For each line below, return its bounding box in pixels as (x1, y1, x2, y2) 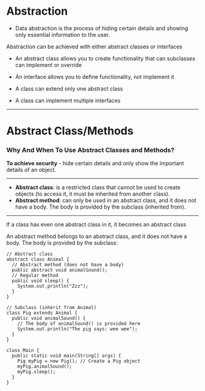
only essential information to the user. (15, 31, 110, 38)
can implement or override (15, 61, 82, 69)
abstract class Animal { (6, 256, 70, 263)
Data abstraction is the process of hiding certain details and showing (15, 24, 189, 32)
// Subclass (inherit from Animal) (6, 305, 97, 311)
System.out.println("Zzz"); (17, 283, 88, 289)
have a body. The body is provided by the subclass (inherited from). (15, 203, 186, 210)
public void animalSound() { (12, 315, 86, 322)
